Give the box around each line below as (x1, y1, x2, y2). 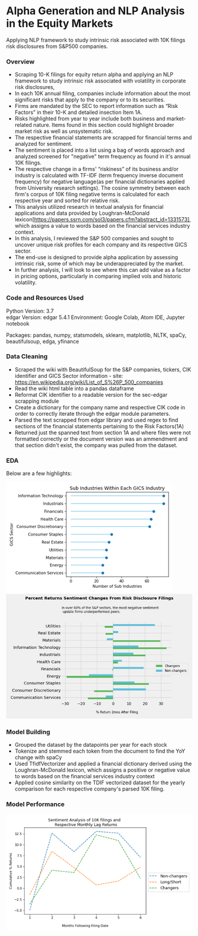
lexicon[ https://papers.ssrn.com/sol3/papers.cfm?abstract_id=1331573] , (14, 216, 191, 223)
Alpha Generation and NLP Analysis (6, 4, 185, 18)
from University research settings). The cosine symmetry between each (14, 184, 190, 192)
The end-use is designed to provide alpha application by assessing (14, 254, 178, 261)
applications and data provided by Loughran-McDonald (14, 209, 150, 217)
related (14, 122, 33, 129)
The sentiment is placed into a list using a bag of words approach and (14, 147, 185, 154)
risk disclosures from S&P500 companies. (6, 43, 108, 50)
